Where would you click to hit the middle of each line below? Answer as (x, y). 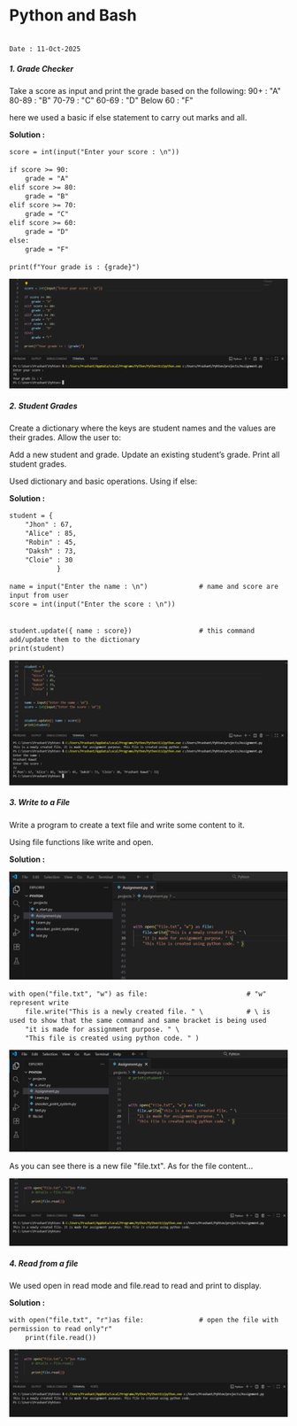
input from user (39, 596)
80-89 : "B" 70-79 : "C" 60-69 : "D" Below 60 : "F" (101, 100)
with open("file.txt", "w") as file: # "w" (138, 994)
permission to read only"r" (61, 1329)
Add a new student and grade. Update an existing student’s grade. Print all (145, 455)
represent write (39, 1003)
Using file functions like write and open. (81, 841)
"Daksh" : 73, (51, 551)
